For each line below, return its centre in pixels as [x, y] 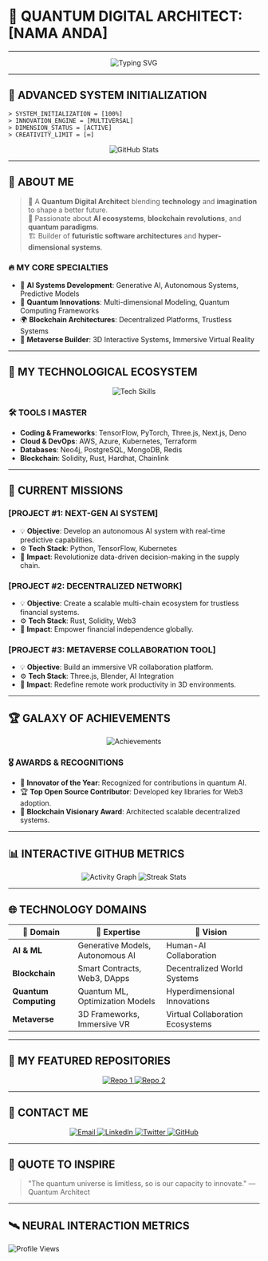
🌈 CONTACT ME [49, 1113]
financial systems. [49, 612]
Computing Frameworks [59, 310]
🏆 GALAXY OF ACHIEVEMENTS [89, 718]
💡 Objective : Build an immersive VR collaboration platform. [116, 667]
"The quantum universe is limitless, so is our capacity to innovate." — [142, 1184]
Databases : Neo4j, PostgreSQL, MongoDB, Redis [101, 449]
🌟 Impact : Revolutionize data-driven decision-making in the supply [130, 557]
